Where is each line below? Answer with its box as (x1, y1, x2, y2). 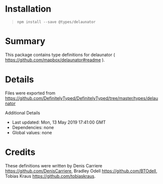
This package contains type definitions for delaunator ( (5, 52, 115, 57)
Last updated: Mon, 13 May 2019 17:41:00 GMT (12, 119, 106, 125)
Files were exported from (5, 90, 55, 96)
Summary (5, 36, 45, 47)
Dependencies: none (12, 124, 54, 130)
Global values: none (12, 129, 52, 135)
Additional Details (5, 110, 40, 115)
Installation (5, 3, 52, 15)
